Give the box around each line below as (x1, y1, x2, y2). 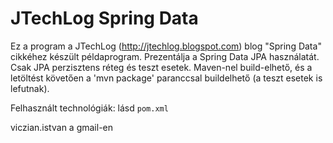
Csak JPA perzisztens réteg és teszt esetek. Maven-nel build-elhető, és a (10, 61, 313, 73)
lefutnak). (10, 82, 50, 94)
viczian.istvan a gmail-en (10, 121, 114, 133)
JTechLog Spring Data (10, 7, 199, 30)
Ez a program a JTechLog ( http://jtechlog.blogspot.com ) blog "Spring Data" (10, 40, 322, 52)
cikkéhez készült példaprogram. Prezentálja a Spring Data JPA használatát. (10, 50, 320, 62)
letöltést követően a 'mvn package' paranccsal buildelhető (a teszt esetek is (10, 72, 323, 84)
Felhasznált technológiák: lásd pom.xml (10, 102, 169, 114)
